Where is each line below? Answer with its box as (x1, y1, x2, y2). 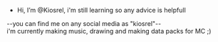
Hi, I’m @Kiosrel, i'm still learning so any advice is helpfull (16, 6, 186, 14)
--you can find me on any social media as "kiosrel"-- (6, 20, 162, 27)
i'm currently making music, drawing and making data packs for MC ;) (6, 27, 212, 35)
